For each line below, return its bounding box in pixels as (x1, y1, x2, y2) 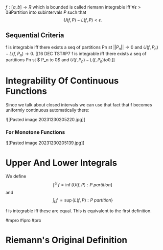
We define (5, 174, 26, 179)
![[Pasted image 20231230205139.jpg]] (5, 140, 85, 146)
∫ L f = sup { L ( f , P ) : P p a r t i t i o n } (52, 197, 113, 204)
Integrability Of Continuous (5, 75, 119, 86)
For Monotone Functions (5, 129, 65, 136)
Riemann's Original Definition (5, 235, 128, 246)
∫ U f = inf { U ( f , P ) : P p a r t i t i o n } (53, 181, 113, 188)
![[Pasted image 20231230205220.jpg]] (5, 117, 86, 123)
